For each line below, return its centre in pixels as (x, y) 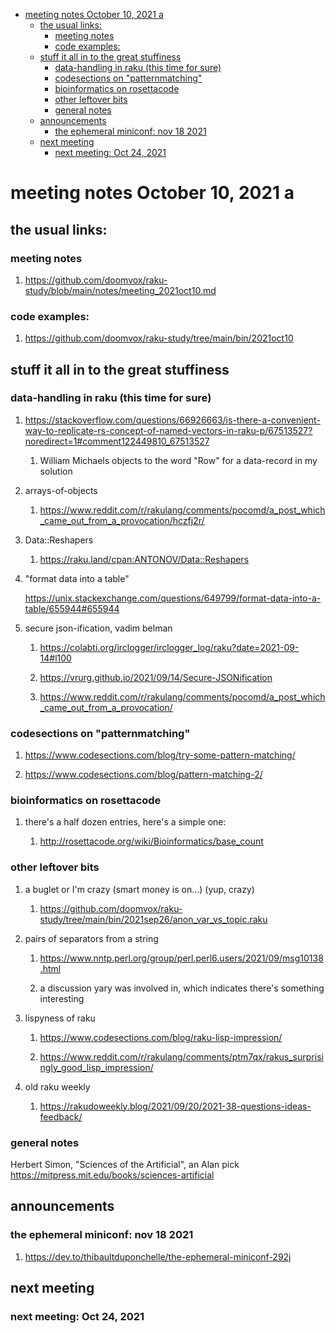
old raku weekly (57, 1086)
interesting (62, 998)
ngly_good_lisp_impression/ (96, 1067)
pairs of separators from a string (91, 938)
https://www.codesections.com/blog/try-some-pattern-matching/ (160, 755)
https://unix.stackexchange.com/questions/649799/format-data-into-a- (173, 598)
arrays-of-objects (61, 490)
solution (56, 471)
